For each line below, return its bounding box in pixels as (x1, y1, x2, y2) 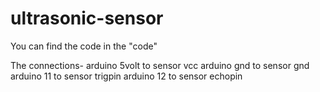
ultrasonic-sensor (10, 7, 164, 30)
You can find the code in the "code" (10, 40, 158, 52)
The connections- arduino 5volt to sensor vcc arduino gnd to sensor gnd (10, 59, 310, 71)
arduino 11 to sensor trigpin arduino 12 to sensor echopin (10, 70, 243, 82)
